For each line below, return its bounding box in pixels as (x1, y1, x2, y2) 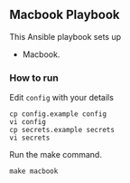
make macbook (9, 167, 59, 176)
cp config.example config (9, 110, 107, 119)
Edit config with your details (9, 92, 115, 103)
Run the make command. (9, 149, 102, 160)
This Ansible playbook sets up (9, 31, 122, 42)
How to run (9, 72, 59, 84)
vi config (9, 118, 47, 127)
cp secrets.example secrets (9, 126, 116, 135)
